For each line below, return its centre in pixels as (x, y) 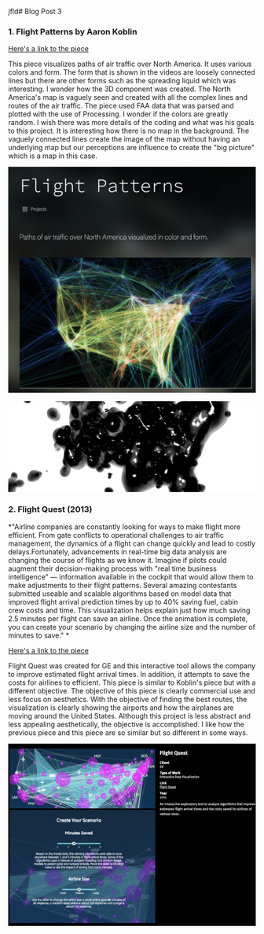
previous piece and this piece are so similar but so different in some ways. (128, 732)
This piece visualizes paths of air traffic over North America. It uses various (130, 64)
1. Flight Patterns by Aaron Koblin (73, 31)
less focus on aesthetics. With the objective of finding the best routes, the (128, 699)
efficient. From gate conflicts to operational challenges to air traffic (116, 535)
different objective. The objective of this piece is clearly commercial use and (132, 690)
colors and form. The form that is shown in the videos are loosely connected (132, 72)
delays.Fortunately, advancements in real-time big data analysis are (117, 552)
